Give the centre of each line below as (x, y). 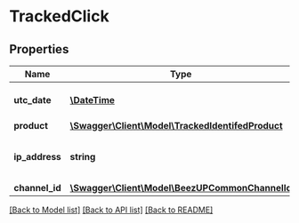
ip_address (38, 157)
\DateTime (93, 100)
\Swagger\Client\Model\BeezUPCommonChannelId (181, 188)
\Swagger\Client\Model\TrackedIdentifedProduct (176, 126)
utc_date (32, 100)
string (83, 157)
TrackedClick (59, 16)
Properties (39, 49)
